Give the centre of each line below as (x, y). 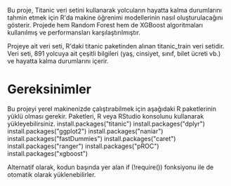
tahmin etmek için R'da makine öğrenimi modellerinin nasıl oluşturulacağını (115, 18)
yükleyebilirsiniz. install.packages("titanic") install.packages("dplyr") (106, 124)
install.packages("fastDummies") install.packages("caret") (92, 138)
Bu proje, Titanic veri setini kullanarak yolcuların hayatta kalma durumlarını (115, 10)
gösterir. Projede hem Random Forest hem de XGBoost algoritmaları (105, 25)
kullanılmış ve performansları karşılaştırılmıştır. (74, 32)
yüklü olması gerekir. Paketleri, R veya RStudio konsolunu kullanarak (106, 116)
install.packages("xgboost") (48, 153)
